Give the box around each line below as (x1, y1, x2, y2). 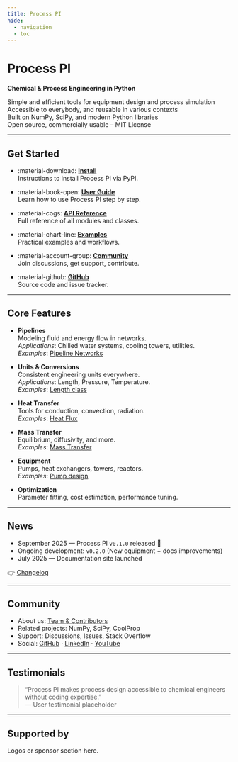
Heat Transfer (17, 398, 60, 408)
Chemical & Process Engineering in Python (7, 84, 136, 93)
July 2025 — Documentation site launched (17, 554, 143, 562)
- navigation (13, 23, 52, 30)
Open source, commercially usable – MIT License (7, 121, 152, 129)
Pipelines (17, 326, 46, 335)
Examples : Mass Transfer (17, 442, 92, 451)
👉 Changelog (7, 568, 49, 576)
